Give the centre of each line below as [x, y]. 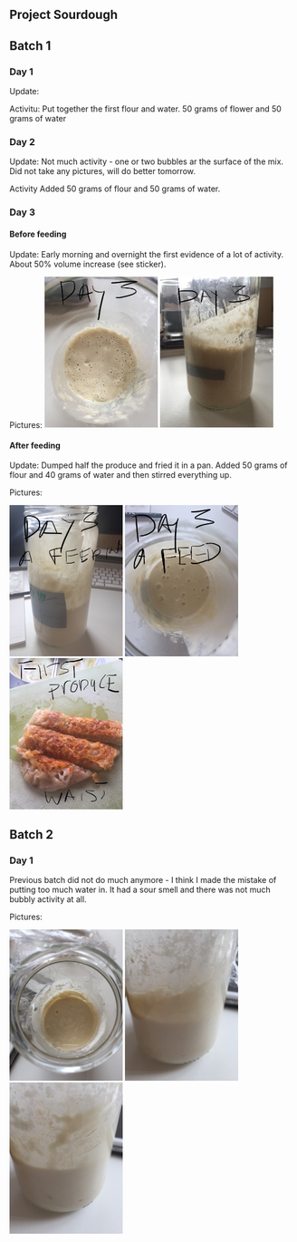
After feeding [35, 445]
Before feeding [38, 234]
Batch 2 [32, 834]
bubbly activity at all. [48, 899]
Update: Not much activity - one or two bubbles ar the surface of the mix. [146, 161]
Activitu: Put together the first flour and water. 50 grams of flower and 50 [146, 109]
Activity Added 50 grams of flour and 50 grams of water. [115, 189]
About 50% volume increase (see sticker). [88, 264]
